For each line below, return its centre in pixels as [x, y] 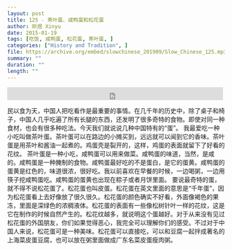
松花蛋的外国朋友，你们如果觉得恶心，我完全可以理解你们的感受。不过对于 [113, 222]
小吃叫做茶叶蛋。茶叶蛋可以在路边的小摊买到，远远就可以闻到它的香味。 [110, 136]
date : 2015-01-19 [32, 33]
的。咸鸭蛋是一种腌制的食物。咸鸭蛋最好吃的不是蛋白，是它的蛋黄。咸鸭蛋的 [116, 162]
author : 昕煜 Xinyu [34, 26]
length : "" [23, 71]
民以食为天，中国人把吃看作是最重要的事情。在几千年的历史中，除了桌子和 [113, 110]
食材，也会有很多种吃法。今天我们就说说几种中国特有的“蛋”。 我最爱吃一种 [114, 127]
